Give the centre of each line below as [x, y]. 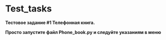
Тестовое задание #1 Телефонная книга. [50, 22]
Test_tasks [29, 9]
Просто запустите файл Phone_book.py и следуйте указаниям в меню [83, 32]
